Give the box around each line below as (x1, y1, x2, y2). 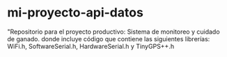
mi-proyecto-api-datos (7, 5, 144, 21)
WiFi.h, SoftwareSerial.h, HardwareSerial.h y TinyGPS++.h (7, 42, 175, 50)
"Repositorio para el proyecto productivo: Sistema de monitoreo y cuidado (7, 27, 221, 36)
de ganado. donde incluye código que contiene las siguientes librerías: (7, 34, 210, 43)
